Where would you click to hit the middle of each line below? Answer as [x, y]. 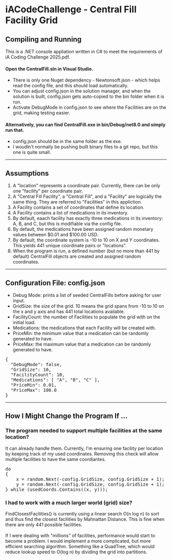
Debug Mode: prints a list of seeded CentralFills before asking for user [87, 295]
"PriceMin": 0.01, [34, 385]
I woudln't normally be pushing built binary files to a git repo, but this [85, 147]
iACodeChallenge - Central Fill [71, 9]
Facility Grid [31, 20]
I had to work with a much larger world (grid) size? [69, 503]
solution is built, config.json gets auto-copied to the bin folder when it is [89, 96]
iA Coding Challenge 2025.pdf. [38, 57]
